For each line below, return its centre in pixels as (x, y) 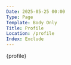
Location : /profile (30, 34)
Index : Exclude (25, 39)
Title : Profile (25, 28)
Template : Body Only (32, 22)
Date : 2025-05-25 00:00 (36, 12)
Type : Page (20, 17)
